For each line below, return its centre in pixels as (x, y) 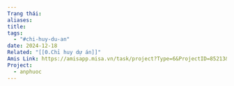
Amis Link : (23, 59)
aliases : (20, 20)
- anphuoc (28, 71)
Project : (20, 65)
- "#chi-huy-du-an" (42, 40)
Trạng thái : (24, 14)
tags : (15, 33)
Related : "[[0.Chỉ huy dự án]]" (54, 53)
